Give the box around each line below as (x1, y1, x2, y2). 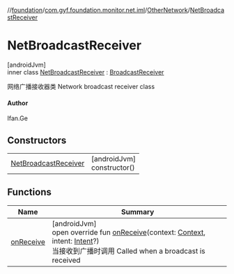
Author (7, 99, 29, 107)
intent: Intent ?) (52, 236, 100, 245)
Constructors (7, 134, 67, 146)
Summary (120, 207, 155, 216)
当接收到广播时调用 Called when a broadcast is (52, 246, 205, 256)
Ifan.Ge (7, 114, 28, 122)
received (52, 255, 81, 265)
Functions (7, 186, 52, 198)
